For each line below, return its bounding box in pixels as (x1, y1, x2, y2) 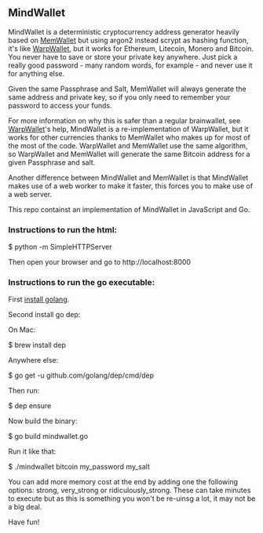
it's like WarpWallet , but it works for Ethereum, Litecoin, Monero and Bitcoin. (8, 43, 254, 53)
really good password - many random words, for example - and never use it (8, 60, 253, 70)
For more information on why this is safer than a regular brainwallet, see (8, 115, 241, 125)
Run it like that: (8, 447, 57, 456)
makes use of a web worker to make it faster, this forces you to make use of (8, 181, 254, 191)
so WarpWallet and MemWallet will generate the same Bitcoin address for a (8, 149, 250, 159)
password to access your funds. (8, 100, 112, 110)
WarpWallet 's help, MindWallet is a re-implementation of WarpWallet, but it (8, 124, 249, 133)
